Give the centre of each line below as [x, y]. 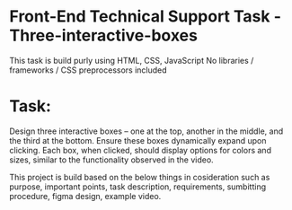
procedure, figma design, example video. [85, 196]
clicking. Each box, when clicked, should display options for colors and [141, 150]
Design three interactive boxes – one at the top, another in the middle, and [146, 131]
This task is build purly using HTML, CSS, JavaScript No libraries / [132, 60]
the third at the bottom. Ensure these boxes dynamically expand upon [138, 140]
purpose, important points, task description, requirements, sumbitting [138, 187]
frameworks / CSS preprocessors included [88, 70]
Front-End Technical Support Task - [145, 17]
